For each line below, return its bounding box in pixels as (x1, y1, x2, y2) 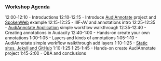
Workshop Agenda (5, 3, 50, 10)
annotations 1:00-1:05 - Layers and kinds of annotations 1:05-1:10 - (5, 35, 137, 41)
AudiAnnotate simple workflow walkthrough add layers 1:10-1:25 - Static (5, 40, 148, 46)
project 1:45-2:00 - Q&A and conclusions (5, 50, 86, 56)
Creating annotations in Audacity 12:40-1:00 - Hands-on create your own (5, 30, 150, 36)
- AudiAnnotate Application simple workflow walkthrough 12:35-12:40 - (5, 25, 147, 30)
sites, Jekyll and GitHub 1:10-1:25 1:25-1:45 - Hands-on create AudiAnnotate (5, 45, 156, 51)
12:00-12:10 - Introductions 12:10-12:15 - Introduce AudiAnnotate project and (5, 15, 157, 20)
